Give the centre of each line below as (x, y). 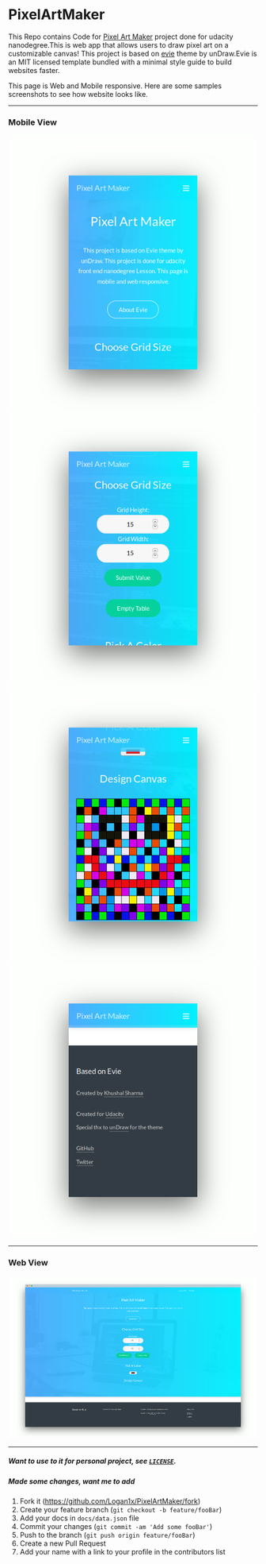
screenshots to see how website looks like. (78, 94)
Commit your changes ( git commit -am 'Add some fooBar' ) (116, 1527)
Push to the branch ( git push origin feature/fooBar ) (107, 1535)
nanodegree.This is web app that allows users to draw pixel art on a (118, 44)
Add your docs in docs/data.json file (80, 1518)
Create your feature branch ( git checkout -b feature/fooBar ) (121, 1510)
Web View (28, 1263)
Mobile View (33, 122)
